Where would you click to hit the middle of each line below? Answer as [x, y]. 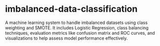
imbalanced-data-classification [71, 9]
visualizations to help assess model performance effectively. [66, 38]
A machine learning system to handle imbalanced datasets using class [76, 23]
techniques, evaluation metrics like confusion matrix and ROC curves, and [80, 33]
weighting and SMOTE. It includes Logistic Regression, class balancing [77, 27]
